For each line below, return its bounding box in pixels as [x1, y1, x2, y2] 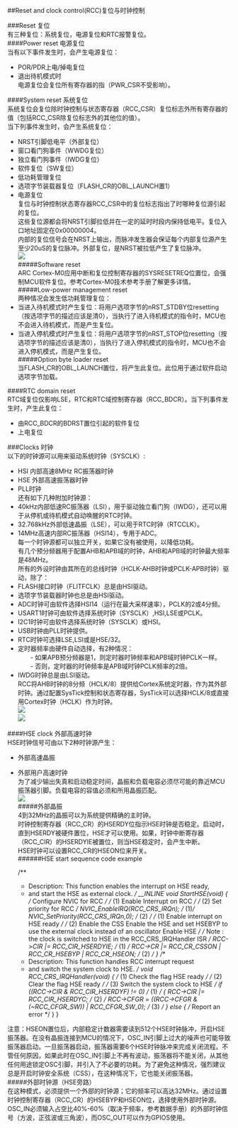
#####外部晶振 [17, 802, 63, 810]
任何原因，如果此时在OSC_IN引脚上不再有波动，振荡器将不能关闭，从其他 [13, 1051, 229, 1059]
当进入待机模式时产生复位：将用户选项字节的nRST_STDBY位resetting [17, 303, 220, 311]
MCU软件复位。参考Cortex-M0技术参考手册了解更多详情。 [23, 277, 195, 286]
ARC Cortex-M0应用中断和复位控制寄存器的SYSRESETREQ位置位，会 [17, 269, 220, 277]
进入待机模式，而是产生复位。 [30, 321, 118, 328]
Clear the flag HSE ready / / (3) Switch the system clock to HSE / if [28, 980, 223, 988]
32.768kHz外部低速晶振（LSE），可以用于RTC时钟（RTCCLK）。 [17, 520, 204, 529]
